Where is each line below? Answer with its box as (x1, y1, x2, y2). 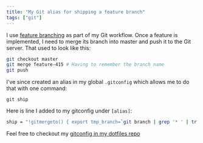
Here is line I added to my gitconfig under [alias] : (6, 107, 132, 114)
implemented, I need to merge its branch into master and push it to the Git (6, 38, 191, 45)
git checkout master (6, 56, 59, 62)
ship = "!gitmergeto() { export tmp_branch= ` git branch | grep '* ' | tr (6, 119, 198, 125)
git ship (6, 97, 29, 103)
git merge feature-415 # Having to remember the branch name (6, 61, 165, 68)
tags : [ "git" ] (6, 15, 43, 21)
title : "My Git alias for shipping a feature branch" (6, 9, 146, 15)
